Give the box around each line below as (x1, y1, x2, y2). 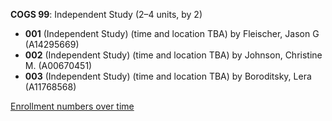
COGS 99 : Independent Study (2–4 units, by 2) (10, 9, 203, 20)
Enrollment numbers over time (10, 100, 135, 112)
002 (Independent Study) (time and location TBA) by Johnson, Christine (24, 49, 323, 61)
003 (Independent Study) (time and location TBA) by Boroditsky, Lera (24, 70, 312, 82)
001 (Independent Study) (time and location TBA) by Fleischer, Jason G (24, 28, 320, 39)
